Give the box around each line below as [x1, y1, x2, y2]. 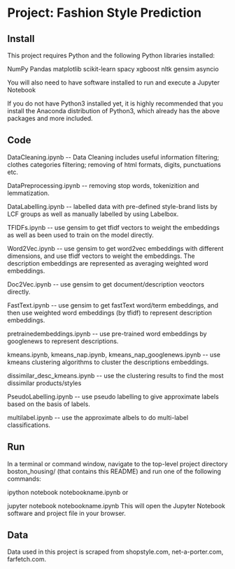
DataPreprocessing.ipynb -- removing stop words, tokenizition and [7, 181, 199, 189]
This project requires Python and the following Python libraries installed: [7, 51, 215, 59]
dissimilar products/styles [7, 379, 82, 387]
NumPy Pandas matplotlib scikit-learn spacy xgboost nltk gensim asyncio [7, 65, 219, 73]
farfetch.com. [7, 555, 47, 563]
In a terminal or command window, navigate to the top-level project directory [7, 459, 228, 468]
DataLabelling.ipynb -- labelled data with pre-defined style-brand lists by [7, 202, 218, 210]
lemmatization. [7, 189, 50, 197]
